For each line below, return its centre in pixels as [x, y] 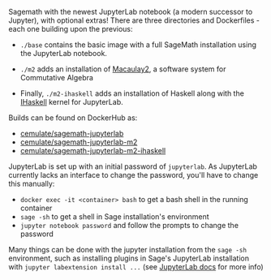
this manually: [32, 183]
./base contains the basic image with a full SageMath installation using [138, 45]
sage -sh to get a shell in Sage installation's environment [114, 217]
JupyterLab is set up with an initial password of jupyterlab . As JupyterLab [133, 166]
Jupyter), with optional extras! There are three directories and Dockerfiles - [134, 20]
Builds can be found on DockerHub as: [73, 118]
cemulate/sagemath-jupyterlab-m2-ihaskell [93, 151]
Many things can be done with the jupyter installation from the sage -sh [128, 250]
